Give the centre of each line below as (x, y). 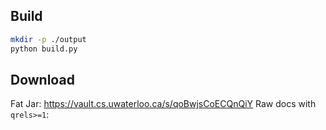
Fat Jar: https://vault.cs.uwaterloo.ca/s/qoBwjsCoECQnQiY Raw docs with (163, 104)
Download (42, 79)
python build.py (44, 49)
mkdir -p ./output (48, 39)
